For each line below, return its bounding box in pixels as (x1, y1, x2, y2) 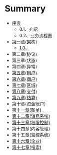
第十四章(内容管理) (11, 125, 51, 132)
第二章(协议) (11, 51, 38, 57)
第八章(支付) (11, 88, 38, 94)
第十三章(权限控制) (11, 119, 51, 125)
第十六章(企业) (11, 138, 42, 144)
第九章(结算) (11, 94, 38, 100)
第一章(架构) (11, 38, 38, 45)
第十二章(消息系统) (11, 113, 51, 119)
